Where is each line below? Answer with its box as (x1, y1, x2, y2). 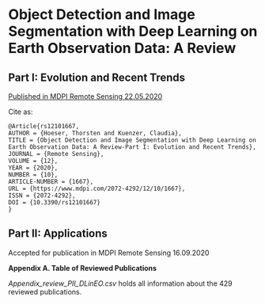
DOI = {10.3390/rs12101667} (8, 199, 101, 207)
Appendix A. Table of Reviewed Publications (8, 263, 157, 272)
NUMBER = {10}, (8, 171, 59, 179)
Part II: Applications (8, 227, 108, 241)
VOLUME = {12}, (8, 157, 59, 165)
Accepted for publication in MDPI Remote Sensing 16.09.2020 (8, 248, 210, 257)
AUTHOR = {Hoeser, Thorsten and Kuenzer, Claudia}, (8, 129, 182, 137)
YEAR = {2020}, (8, 164, 59, 172)
